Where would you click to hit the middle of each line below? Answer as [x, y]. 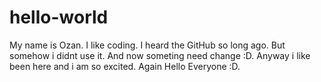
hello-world [59, 17]
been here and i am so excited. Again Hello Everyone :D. [125, 66]
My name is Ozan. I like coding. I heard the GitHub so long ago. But [147, 45]
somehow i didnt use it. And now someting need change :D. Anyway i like [160, 55]
